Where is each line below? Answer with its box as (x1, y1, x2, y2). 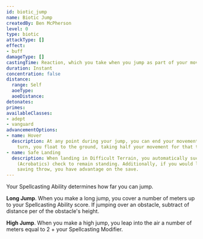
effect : (6, 43, 26, 49)
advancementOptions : (6, 127, 59, 133)
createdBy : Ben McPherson (6, 20, 71, 26)
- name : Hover (6, 133, 42, 139)
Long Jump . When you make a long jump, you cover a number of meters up (6, 195, 195, 202)
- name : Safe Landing (6, 149, 61, 156)
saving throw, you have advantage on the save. (17, 166, 139, 172)
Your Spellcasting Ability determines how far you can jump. (6, 183, 154, 191)
